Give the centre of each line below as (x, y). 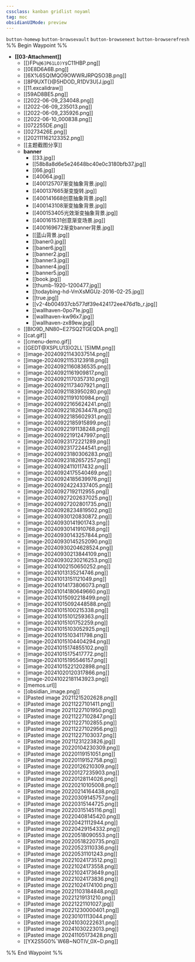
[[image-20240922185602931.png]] (67, 417)
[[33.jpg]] (44, 158)
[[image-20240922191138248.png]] (66, 429)
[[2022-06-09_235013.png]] (58, 107)
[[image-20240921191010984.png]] (66, 398)
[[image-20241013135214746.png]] (66, 573)
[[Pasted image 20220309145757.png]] (71, 798)
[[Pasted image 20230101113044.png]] (70, 916)
